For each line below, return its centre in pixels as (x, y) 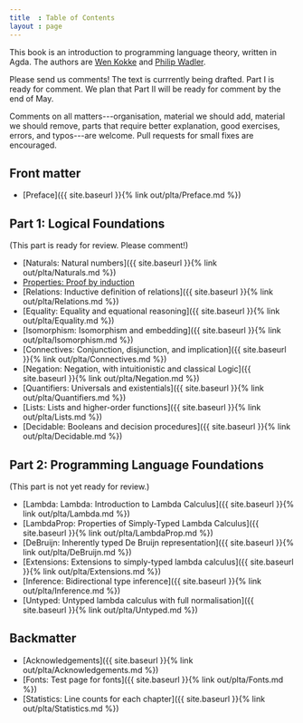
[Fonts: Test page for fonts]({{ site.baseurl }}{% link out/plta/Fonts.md (153, 680)
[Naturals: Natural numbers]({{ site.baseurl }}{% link (120, 263)
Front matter (45, 173)
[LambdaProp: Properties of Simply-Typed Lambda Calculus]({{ (141, 523)
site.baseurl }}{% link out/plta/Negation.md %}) (111, 379)
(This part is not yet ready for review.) (80, 487)
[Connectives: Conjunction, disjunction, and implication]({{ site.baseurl (154, 350)
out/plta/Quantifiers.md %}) (74, 398)
